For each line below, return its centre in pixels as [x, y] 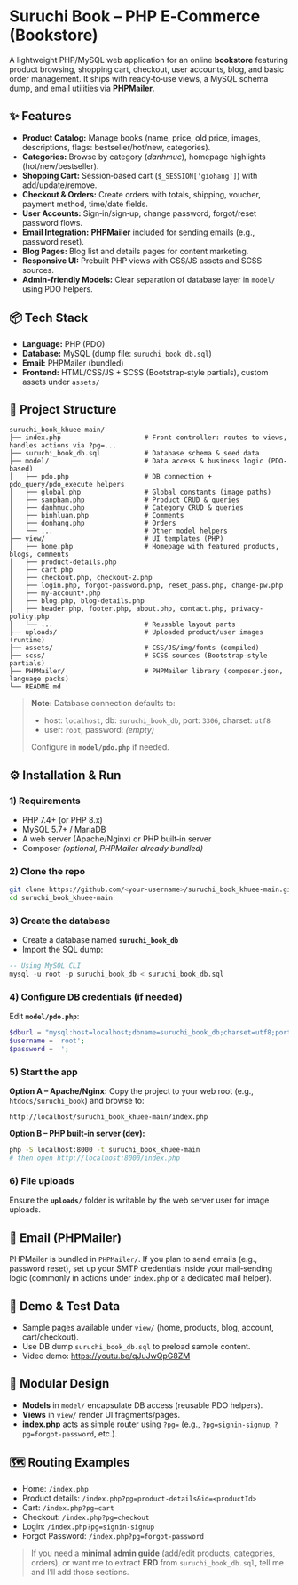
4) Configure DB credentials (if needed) [96, 997]
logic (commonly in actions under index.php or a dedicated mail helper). [141, 1278]
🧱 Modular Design [59, 1384]
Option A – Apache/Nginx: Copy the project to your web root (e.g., [132, 1091]
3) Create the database [60, 921]
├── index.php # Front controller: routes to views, [149, 438]
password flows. [52, 222]
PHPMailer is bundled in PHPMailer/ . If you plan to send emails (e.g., [133, 1259]
